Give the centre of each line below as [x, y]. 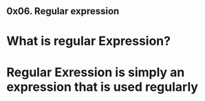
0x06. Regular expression [63, 11]
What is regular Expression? [89, 41]
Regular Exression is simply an [96, 72]
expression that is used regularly [102, 87]
